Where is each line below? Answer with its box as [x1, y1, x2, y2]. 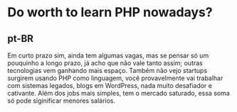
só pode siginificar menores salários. [7, 96, 116, 105]
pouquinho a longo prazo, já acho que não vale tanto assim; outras [7, 59, 203, 67]
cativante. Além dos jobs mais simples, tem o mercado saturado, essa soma [7, 89, 230, 97]
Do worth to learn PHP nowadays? [7, 4, 213, 21]
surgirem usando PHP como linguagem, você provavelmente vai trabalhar [7, 74, 223, 82]
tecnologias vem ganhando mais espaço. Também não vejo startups [7, 67, 208, 74]
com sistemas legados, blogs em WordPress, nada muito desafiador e [7, 82, 212, 89]
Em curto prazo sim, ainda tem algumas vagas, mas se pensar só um [7, 51, 209, 60]
